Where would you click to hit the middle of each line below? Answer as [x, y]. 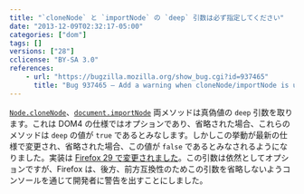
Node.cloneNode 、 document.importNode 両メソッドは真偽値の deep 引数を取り [151, 112]
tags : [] [26, 43]
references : [32, 69]
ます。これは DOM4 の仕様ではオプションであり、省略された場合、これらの [150, 123]
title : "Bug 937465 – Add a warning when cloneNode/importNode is [161, 85]
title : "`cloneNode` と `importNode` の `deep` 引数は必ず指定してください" [147, 18]
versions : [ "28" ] [42, 52]
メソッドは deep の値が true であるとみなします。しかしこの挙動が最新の [145, 135]
